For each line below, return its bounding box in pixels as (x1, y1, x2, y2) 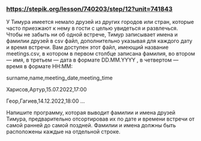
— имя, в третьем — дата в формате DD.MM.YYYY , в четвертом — (6, 56, 179, 64)
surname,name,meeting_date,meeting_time (6, 74, 113, 82)
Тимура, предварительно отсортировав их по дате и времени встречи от (6, 115, 195, 122)
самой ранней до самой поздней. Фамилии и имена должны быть (6, 122, 176, 129)
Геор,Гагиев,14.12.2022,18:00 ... (6, 97, 85, 105)
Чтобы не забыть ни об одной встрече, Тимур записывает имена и (6, 31, 178, 38)
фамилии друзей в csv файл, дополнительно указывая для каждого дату (6, 38, 193, 45)
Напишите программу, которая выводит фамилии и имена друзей (6, 109, 176, 117)
